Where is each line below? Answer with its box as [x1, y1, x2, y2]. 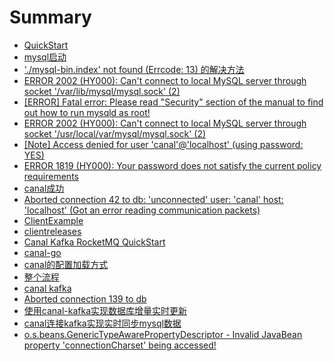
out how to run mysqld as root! [23, 106, 151, 118]
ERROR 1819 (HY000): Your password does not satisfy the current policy [23, 159, 322, 171]
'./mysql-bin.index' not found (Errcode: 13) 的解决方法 [23, 63, 245, 75]
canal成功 [23, 182, 65, 194]
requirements [23, 170, 79, 182]
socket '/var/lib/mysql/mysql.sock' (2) [23, 85, 181, 97]
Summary [9, 6, 92, 29]
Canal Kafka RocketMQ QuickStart [23, 236, 166, 248]
